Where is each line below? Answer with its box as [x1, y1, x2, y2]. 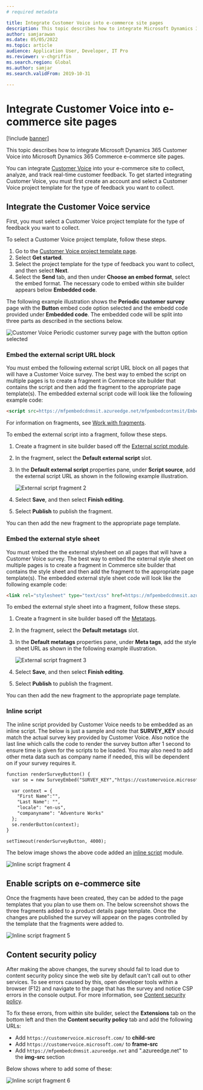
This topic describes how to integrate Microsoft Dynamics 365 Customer [6, 147, 187, 154]
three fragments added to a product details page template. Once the [6, 907, 176, 915]
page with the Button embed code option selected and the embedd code [6, 304, 188, 312]
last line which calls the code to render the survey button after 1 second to [6, 740, 191, 747]
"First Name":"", [17, 793, 61, 800]
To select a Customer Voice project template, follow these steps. [6, 236, 167, 243]
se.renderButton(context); [11, 822, 80, 828]
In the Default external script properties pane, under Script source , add [14, 466, 196, 473]
